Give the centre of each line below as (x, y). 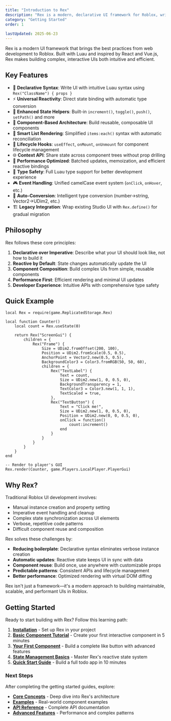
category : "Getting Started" (36, 19)
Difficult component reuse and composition (58, 529)
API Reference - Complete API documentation (61, 707)
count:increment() (89, 425)
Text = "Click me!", (81, 407)
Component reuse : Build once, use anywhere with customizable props (87, 565)
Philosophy (24, 230)
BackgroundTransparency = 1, (91, 385)
